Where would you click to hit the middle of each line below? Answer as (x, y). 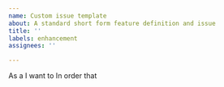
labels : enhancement (43, 38)
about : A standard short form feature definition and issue (112, 23)
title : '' (25, 31)
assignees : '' (32, 46)
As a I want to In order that (53, 76)
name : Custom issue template (58, 16)
